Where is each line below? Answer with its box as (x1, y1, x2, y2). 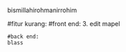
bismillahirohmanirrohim (7, 6, 77, 14)
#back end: (7, 33, 39, 40)
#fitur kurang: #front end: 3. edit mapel (7, 20, 120, 27)
